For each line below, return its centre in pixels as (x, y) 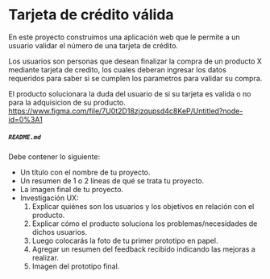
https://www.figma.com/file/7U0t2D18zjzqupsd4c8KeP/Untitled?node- (126, 111)
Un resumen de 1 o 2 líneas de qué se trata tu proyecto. (112, 181)
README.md (25, 137)
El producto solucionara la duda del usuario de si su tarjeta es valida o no (130, 93)
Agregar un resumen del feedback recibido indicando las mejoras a (143, 249)
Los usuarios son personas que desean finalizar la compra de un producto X (135, 61)
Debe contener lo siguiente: (54, 156)
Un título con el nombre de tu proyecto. (85, 172)
